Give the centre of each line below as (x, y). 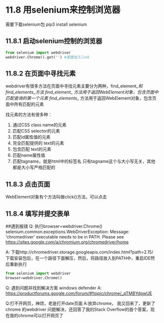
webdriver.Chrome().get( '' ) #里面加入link (48, 57)
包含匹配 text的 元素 (32, 149)
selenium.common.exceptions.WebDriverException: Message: (68, 232)
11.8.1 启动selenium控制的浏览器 (54, 41)
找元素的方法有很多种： (29, 115)
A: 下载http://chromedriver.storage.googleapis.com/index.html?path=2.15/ (79, 252)
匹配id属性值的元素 (31, 137)
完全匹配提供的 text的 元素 (38, 143)
